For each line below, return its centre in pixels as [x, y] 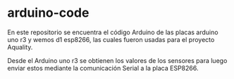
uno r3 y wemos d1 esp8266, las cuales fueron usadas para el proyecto [111, 39]
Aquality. [20, 47]
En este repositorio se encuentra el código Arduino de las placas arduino [113, 32]
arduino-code [48, 13]
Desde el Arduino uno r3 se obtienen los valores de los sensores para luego [117, 60]
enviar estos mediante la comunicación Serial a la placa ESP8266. [103, 68]
